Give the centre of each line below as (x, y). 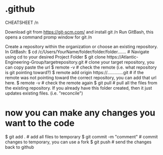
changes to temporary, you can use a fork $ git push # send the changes (78, 142)
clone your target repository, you (122, 62)
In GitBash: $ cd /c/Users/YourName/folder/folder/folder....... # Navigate (77, 52)
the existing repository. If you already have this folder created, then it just (79, 88)
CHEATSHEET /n (22, 22)
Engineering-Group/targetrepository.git (44, 62)
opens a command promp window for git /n (49, 37)
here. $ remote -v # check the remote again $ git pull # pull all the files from (81, 83)
